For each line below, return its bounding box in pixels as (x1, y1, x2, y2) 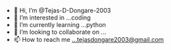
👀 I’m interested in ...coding (13, 14, 91, 22)
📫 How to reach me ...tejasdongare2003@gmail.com (13, 36, 164, 43)
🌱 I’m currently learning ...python (13, 21, 106, 28)
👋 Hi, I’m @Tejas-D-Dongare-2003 (13, 7, 111, 14)
